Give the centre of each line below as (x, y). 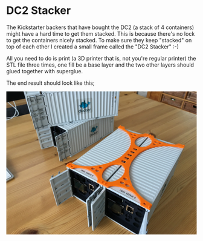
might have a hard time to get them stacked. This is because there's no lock (101, 33)
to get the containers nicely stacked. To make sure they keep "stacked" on (99, 40)
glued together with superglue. (45, 71)
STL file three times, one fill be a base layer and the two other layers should (100, 65)
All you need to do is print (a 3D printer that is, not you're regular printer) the (101, 58)
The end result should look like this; (50, 83)
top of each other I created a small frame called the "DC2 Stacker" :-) (93, 47)
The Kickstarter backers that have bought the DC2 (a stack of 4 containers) (100, 27)
